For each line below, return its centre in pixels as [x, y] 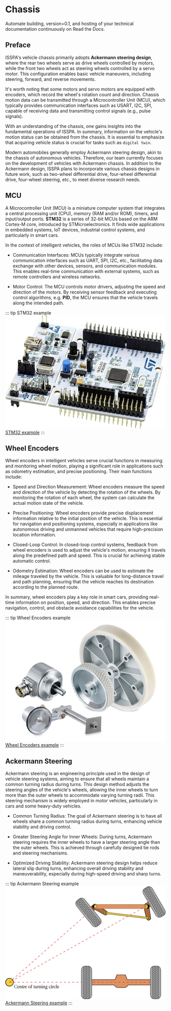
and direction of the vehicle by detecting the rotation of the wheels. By [87, 492]
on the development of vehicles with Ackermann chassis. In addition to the [83, 163]
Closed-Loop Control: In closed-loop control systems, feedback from [85, 545]
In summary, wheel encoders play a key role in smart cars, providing [77, 597]
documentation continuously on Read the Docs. [55, 29]
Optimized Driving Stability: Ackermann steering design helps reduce [85, 863]
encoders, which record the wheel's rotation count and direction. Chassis [82, 94]
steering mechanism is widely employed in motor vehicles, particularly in [81, 801]
